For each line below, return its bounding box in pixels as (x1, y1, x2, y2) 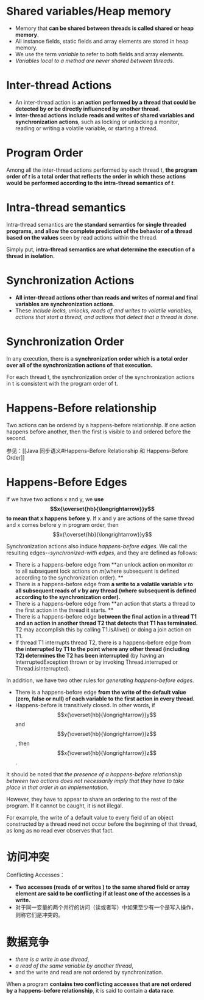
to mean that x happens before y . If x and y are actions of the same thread (6, 515, 195, 522)
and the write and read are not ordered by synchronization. (15, 969, 163, 976)
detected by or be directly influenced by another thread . (15, 105, 160, 112)
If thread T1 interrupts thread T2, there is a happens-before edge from (15, 639, 192, 646)
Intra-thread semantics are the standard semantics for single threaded (6, 221, 187, 228)
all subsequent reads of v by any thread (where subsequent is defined (15, 587, 197, 594)
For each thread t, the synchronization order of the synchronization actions (6, 373, 195, 380)
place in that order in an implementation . (6, 784, 108, 791)
